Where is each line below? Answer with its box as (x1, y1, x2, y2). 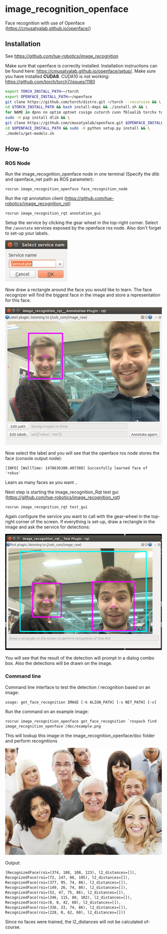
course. (5, 924, 21, 930)
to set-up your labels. (5, 231, 49, 236)
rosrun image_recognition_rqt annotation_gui (5, 211, 101, 216)
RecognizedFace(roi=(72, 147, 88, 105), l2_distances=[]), (5, 875, 130, 880)
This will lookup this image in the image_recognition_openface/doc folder (5, 732, 155, 738)
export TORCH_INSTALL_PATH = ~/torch (5, 89, 79, 94)
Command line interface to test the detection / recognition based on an (5, 684, 151, 690)
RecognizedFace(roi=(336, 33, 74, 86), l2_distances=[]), (5, 905, 128, 910)
